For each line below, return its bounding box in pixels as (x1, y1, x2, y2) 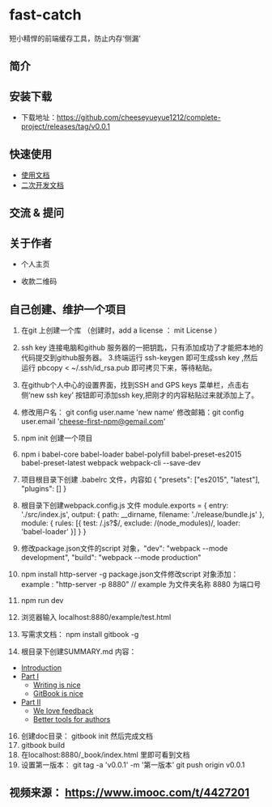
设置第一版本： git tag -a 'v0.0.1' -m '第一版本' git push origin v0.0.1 (20, 759, 245, 770)
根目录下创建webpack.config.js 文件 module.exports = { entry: (20, 500, 229, 510)
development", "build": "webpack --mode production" (20, 552, 202, 562)
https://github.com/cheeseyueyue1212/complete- (56, 113, 221, 122)
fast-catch (9, 6, 82, 24)
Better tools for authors (32, 714, 111, 724)
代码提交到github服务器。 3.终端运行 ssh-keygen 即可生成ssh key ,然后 (20, 352, 258, 362)
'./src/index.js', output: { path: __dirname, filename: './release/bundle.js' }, (20, 509, 265, 519)
